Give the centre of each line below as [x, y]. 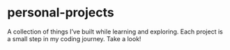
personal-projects [61, 13]
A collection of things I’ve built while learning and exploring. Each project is [115, 32]
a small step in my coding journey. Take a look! [74, 38]
